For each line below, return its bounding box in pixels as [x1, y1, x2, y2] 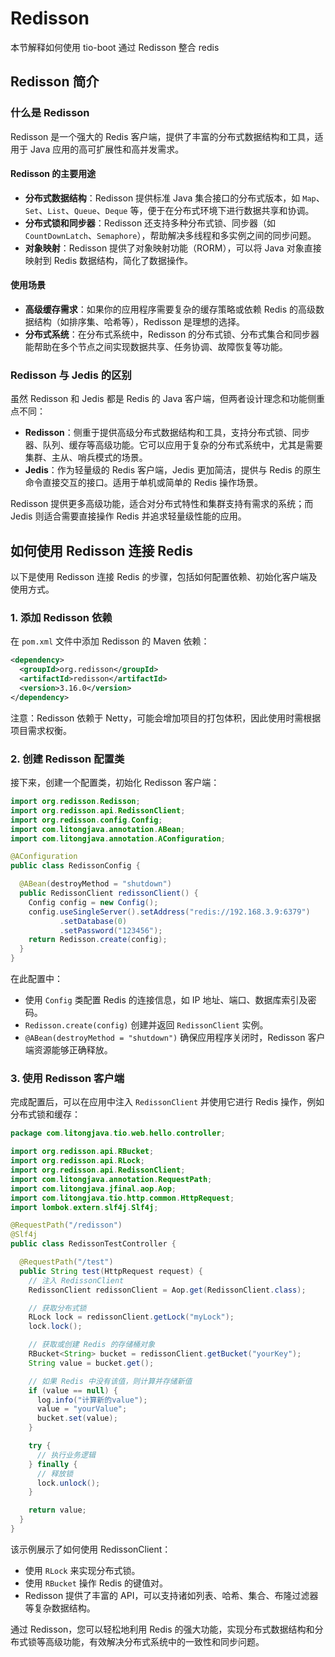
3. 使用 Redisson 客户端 [10, 1072, 125, 1086]
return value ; [28, 1505, 87, 1516]
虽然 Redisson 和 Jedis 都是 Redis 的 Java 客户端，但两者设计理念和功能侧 [10, 393, 317, 405]
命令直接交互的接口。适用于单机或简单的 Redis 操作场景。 [24, 477, 263, 489]
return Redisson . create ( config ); [28, 935, 168, 945]
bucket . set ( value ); [36, 1413, 118, 1424]
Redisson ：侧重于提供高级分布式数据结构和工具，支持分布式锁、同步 [24, 427, 310, 439]
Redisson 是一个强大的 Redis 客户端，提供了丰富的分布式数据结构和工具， [10, 130, 315, 142]
